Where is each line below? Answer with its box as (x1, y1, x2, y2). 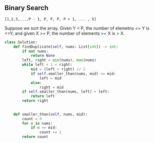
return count (22, 134, 49, 140)
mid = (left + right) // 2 (30, 67, 86, 72)
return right (22, 98, 49, 103)
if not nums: (22, 48, 49, 54)
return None (30, 53, 55, 58)
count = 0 (22, 116, 42, 121)
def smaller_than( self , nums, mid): (13, 111, 88, 117)
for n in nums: (22, 121, 53, 126)
